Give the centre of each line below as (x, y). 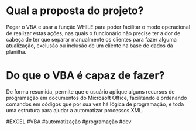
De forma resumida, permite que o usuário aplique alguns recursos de (90, 91)
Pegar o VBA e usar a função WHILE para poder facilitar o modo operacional (98, 27)
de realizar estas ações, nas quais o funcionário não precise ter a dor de (93, 33)
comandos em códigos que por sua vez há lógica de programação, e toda (95, 104)
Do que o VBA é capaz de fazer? (85, 76)
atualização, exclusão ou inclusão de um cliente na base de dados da (90, 46)
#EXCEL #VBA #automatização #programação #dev (69, 122)
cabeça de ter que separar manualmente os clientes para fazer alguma (92, 39)
